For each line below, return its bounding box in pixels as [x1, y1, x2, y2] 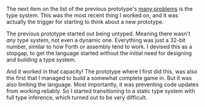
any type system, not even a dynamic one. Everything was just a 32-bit [6, 37, 186, 43]
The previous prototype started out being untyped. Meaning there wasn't [6, 30, 191, 37]
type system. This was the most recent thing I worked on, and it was [6, 12, 179, 19]
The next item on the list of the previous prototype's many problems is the [6, 6, 193, 12]
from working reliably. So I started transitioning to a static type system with [6, 87, 195, 94]
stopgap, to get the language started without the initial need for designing [6, 50, 192, 57]
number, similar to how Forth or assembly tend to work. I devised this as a [6, 43, 193, 50]
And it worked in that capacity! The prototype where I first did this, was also [6, 68, 198, 75]
